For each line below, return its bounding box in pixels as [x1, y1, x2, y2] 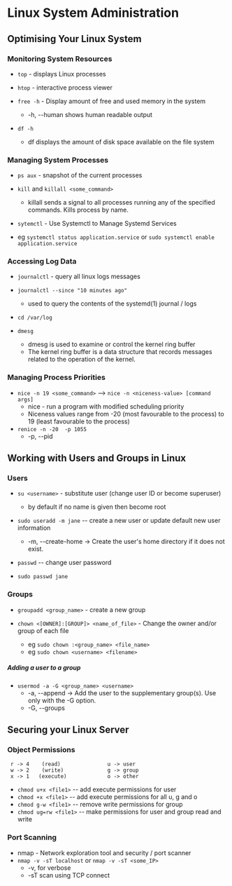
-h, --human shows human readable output [27, 110, 152, 118]
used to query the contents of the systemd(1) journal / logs [27, 299, 197, 308]
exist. [27, 545, 44, 553]
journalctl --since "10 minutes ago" [17, 287, 128, 294]
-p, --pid [27, 432, 53, 440]
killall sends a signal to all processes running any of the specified [27, 198, 215, 207]
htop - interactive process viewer [17, 83, 113, 92]
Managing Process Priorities [7, 373, 106, 383]
